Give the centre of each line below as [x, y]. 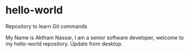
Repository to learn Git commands [47, 26]
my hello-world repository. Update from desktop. [64, 44]
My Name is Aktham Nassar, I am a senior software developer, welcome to [95, 37]
